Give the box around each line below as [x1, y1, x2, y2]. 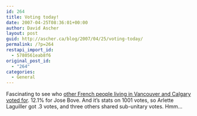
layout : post [6, 31, 38, 37]
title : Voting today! [6, 14, 59, 20]
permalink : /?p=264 [6, 42, 54, 48]
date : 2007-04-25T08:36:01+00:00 [6, 19, 88, 25]
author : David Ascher [6, 25, 59, 31]
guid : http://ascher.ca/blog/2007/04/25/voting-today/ [6, 36, 143, 42]
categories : [6, 69, 35, 75]
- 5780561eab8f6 [11, 52, 51, 58]
